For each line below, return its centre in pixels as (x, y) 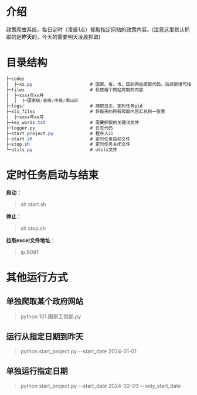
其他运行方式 (37, 278)
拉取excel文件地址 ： (31, 240)
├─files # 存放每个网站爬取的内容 (75, 90)
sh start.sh (33, 205)
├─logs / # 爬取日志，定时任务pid (74, 106)
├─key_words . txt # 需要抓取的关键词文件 (73, 122)
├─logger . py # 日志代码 (60, 128)
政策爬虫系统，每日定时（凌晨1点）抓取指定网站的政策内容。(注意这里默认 (95, 29)
